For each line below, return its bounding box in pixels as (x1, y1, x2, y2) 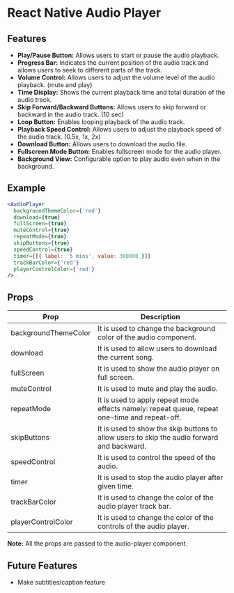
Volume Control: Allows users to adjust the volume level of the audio (17, 73, 215, 82)
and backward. (97, 441, 146, 451)
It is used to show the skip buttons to (97, 424, 218, 433)
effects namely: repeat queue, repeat (97, 404, 219, 414)
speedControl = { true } (13, 246, 73, 253)
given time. (97, 482, 134, 491)
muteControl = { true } (13, 226, 70, 234)
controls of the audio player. (97, 521, 189, 531)
